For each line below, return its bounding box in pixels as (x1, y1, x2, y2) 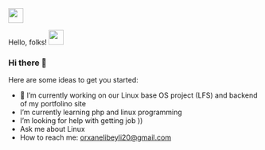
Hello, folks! (8, 37, 48, 47)
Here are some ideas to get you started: (8, 75, 139, 85)
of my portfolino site (19, 99, 86, 109)
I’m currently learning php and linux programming (19, 107, 183, 117)
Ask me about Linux (19, 125, 85, 134)
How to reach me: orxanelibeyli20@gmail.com (19, 133, 172, 142)
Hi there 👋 (8, 57, 48, 68)
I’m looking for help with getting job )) (19, 116, 143, 125)
